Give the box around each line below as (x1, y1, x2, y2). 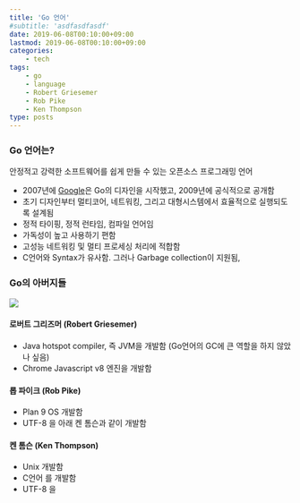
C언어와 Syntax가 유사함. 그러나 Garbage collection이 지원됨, (21, 252, 241, 263)
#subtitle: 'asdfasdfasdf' (9, 21, 110, 30)
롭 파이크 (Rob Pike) (9, 385, 81, 396)
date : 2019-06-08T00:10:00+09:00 (9, 30, 134, 38)
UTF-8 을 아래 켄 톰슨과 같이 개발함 (21, 418, 147, 429)
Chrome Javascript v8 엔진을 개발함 (21, 362, 152, 373)
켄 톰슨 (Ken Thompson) (9, 439, 99, 450)
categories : (9, 47, 54, 55)
